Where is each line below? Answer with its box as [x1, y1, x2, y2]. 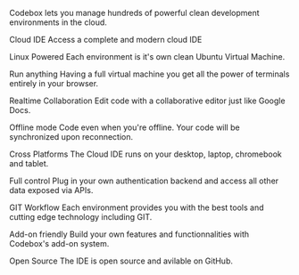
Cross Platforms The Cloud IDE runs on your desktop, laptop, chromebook [9, 149, 283, 159]
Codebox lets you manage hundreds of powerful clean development [9, 8, 261, 18]
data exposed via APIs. [9, 185, 94, 195]
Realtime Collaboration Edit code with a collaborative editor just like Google [9, 95, 286, 106]
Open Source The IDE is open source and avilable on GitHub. [9, 255, 234, 266]
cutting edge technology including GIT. [9, 212, 153, 222]
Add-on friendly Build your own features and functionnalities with [9, 229, 250, 239]
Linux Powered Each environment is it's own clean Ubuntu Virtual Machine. [9, 52, 286, 61]
